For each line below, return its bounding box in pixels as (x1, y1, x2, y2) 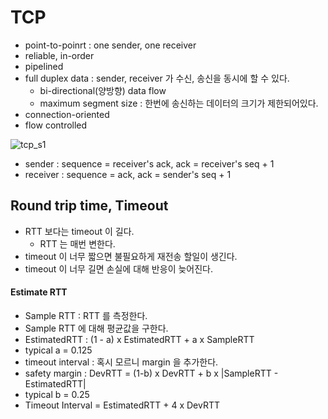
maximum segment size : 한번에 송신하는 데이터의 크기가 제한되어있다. (39, 97, 319, 109)
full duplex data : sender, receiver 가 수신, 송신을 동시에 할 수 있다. (24, 72, 290, 84)
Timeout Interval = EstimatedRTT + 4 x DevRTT (24, 399, 221, 411)
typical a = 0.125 (24, 344, 93, 356)
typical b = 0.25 (24, 388, 90, 400)
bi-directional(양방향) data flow (39, 84, 167, 96)
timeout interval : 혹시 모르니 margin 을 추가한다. (24, 356, 219, 368)
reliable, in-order (24, 49, 95, 61)
